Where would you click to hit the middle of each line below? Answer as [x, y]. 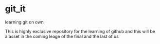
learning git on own [24, 22]
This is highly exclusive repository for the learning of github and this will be [80, 31]
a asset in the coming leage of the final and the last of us [62, 36]
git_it [15, 9]
